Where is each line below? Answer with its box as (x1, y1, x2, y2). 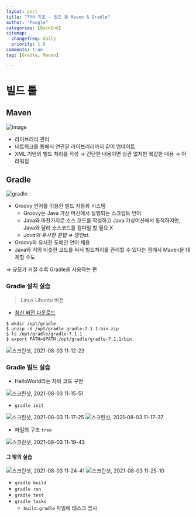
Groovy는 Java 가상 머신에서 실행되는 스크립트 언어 (23, 210, 142, 217)
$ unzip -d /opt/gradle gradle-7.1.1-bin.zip (6, 326, 119, 331)
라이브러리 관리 (14, 135, 50, 142)
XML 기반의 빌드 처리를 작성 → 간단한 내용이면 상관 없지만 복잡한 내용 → (14, 150, 180, 157)
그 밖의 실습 (6, 453, 33, 460)
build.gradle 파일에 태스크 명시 (23, 505, 98, 512)
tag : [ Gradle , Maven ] (6, 52, 59, 58)
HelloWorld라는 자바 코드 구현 (14, 378, 84, 385)
